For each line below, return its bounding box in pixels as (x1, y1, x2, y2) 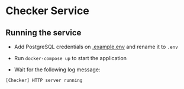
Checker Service (5, 4, 90, 18)
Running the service (5, 28, 82, 38)
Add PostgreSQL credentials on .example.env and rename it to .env (14, 43, 178, 50)
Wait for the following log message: (14, 66, 101, 73)
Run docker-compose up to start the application (14, 55, 127, 61)
